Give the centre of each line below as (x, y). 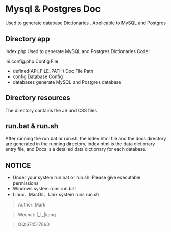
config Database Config (38, 76)
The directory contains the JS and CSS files (51, 110)
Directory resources (38, 98)
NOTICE (18, 165)
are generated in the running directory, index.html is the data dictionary (80, 144)
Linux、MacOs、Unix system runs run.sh (56, 195)
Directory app (28, 39)
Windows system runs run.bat (44, 189)
